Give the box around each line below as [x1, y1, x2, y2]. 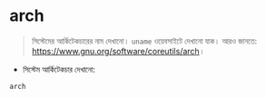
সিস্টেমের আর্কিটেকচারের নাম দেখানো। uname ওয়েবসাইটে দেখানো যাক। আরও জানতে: [31, 35, 258, 46]
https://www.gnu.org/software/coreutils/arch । [31, 45, 206, 56]
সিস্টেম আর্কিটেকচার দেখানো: [22, 64, 95, 74]
